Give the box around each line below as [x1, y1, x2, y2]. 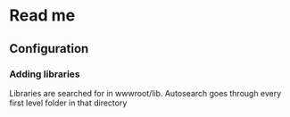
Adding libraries [9, 68, 80, 80]
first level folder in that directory [9, 97, 128, 108]
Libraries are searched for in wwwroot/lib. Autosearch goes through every [9, 88, 282, 98]
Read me [9, 5, 76, 26]
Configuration [9, 41, 89, 56]
